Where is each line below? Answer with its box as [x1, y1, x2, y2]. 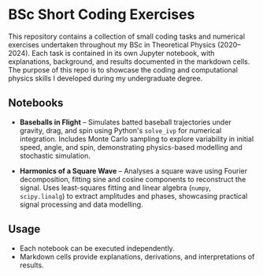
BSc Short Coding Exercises [8, 6, 195, 24]
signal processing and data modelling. [19, 200, 143, 209]
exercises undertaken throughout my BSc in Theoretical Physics [8, 39, 217, 49]
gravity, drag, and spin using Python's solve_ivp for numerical [19, 125, 222, 135]
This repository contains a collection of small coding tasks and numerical [8, 32, 246, 41]
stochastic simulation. [19, 151, 91, 160]
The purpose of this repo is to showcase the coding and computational [8, 65, 239, 74]
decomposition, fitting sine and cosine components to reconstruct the [19, 174, 246, 184]
